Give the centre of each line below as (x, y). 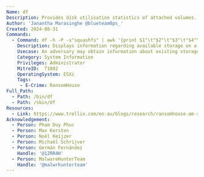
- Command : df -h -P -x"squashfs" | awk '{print (74, 40)
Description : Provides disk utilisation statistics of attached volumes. (102, 18)
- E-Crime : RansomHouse (50, 86)
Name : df (17, 12)
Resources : (20, 108)
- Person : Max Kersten (40, 131)
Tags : (24, 80)
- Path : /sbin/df (34, 102)
